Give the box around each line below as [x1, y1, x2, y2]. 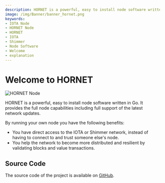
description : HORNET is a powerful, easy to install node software [5, 7, 146, 12]
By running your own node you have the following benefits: [5, 120, 124, 126]
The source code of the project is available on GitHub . [5, 173, 114, 179]
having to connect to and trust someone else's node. [12, 135, 119, 141]
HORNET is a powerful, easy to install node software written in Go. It [5, 100, 143, 106]
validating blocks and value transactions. [12, 145, 95, 151]
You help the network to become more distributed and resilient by [12, 140, 145, 146]
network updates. [5, 110, 41, 116]
